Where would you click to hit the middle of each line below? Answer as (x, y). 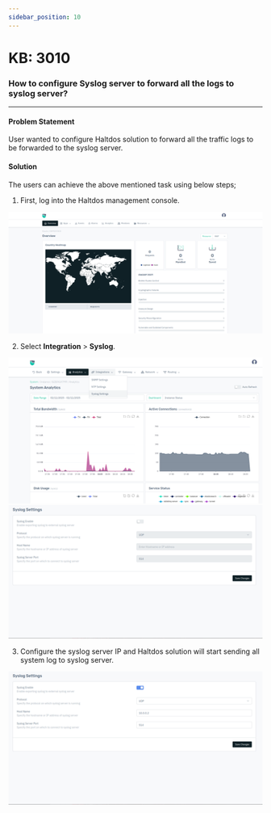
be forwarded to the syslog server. (66, 148)
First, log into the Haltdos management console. (100, 200)
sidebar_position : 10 (45, 17)
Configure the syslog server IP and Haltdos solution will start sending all (140, 651)
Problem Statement (42, 121)
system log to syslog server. (67, 659)
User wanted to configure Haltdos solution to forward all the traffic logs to (131, 139)
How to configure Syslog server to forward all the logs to (121, 83)
